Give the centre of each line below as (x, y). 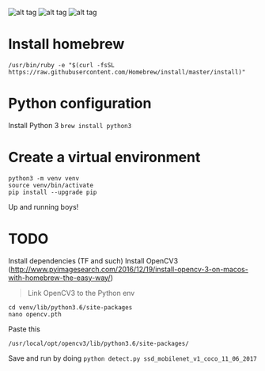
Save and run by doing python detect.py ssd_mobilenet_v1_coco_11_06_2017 (132, 358)
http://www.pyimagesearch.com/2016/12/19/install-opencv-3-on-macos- (130, 269)
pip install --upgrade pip (53, 192)
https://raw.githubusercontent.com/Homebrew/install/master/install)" (127, 72)
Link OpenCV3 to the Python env (81, 293)
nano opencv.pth (35, 314)
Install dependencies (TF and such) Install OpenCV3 (93, 260)
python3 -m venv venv (44, 178)
